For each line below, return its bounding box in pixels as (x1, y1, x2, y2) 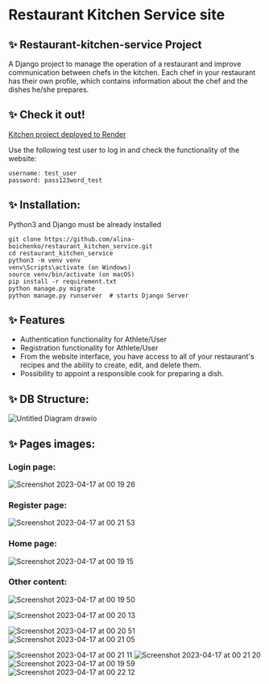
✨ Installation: (8, 198, 81, 212)
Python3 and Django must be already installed (8, 219, 162, 229)
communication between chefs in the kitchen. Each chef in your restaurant (8, 68, 256, 77)
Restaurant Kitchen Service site (8, 6, 226, 24)
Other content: (8, 576, 68, 587)
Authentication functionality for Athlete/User (19, 334, 168, 344)
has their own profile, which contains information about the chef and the (8, 77, 248, 85)
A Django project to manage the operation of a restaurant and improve (8, 59, 242, 68)
